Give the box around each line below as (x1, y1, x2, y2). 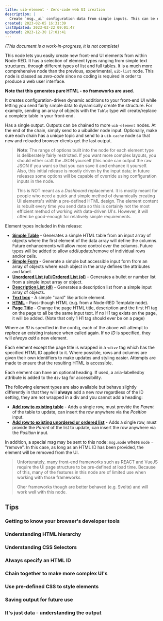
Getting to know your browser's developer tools (5, 518, 120, 525)
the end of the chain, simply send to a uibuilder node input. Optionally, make (5, 128, 158, 133)
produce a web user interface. (5, 78, 65, 84)
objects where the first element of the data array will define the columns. (12, 238, 158, 244)
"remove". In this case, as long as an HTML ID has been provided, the (5, 444, 144, 450)
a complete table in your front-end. (5, 113, 75, 118)
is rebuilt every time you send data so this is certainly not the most (16, 203, 150, 209)
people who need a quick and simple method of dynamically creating (16, 193, 155, 199)
